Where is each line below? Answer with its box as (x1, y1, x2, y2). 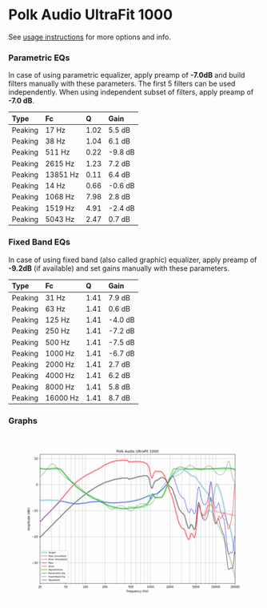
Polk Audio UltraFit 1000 (8, 6, 173, 24)
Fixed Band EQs (8, 236, 70, 248)
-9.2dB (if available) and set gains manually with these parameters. (8, 263, 230, 273)
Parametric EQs (8, 52, 70, 63)
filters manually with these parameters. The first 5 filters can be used (8, 79, 236, 89)
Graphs (8, 415, 38, 426)
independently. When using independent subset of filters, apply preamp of (8, 87, 254, 97)
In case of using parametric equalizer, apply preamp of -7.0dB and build (8, 70, 245, 80)
